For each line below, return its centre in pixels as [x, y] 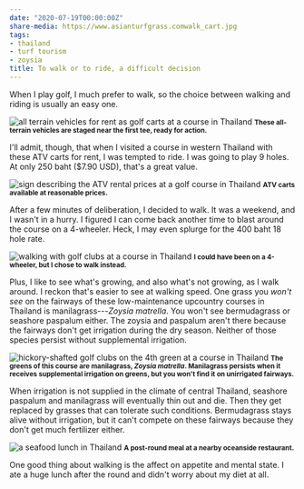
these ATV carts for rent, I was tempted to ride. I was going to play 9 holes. [149, 156]
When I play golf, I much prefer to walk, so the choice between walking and [150, 94]
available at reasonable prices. [59, 193]
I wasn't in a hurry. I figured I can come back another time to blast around [147, 219]
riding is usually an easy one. [64, 104]
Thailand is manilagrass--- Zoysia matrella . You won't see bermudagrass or [150, 311]
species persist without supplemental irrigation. [98, 339]
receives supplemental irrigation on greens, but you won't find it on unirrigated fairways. [152, 374]
